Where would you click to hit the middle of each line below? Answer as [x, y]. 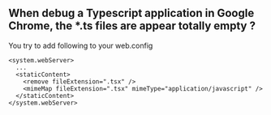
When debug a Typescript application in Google [131, 13]
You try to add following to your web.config [81, 45]
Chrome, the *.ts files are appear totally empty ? [132, 26]
